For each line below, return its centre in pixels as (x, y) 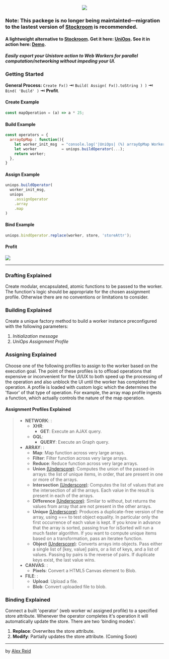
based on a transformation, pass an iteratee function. (88, 538)
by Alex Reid (18, 651)
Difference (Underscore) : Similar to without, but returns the (94, 501)
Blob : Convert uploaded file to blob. (69, 586)
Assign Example (23, 174)
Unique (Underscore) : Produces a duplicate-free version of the (98, 511)
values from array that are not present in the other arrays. (92, 506)
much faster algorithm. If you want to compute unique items (95, 533)
